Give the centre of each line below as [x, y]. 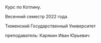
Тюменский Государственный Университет [50, 26]
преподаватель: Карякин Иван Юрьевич [47, 35]
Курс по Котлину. [23, 7]
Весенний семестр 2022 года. [37, 16]
